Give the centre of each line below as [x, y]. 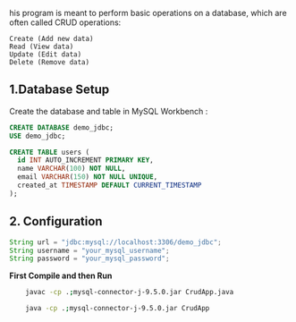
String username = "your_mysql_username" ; [89, 250]
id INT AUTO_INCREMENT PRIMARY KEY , [85, 160]
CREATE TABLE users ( [50, 152]
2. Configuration [56, 221]
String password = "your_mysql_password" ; [89, 258]
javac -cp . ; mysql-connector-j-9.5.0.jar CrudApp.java [130, 292]
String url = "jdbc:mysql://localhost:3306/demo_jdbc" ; [115, 242]
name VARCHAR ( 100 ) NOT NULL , [72, 169]
